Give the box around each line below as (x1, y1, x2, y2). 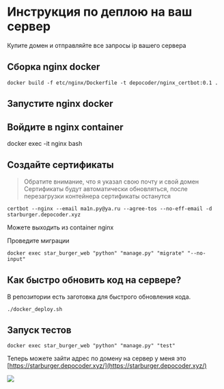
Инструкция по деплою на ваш (7, 4, 193, 20)
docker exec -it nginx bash (7, 139, 83, 147)
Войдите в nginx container (7, 121, 124, 133)
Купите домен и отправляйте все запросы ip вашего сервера (7, 41, 186, 49)
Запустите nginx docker (7, 98, 114, 110)
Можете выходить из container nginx (7, 223, 114, 231)
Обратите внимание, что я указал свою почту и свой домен (23, 177, 199, 186)
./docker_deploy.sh (7, 305, 63, 312)
